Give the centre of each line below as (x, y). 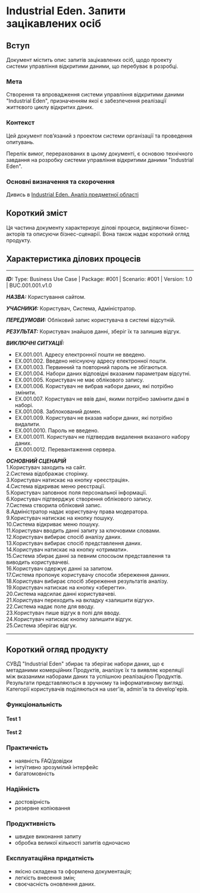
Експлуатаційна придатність (50, 858)
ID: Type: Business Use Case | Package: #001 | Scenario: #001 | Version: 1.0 (99, 279)
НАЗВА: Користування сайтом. (46, 296)
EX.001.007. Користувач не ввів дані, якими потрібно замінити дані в (102, 399)
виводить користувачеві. (38, 562)
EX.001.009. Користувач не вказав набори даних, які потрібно (93, 417)
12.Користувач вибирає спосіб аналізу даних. (64, 536)
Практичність (27, 748)
